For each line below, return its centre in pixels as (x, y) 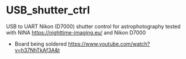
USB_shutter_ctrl (48, 10)
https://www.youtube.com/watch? (109, 44)
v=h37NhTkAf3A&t (37, 50)
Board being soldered (41, 44)
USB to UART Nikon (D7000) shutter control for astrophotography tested (93, 26)
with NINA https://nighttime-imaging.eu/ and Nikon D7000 (76, 32)
